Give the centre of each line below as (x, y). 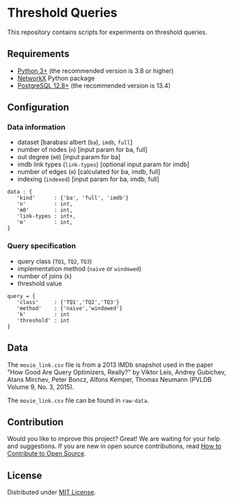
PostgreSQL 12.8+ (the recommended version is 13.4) (94, 86)
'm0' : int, (45, 210)
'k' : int (43, 314)
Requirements (38, 54)
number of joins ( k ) (45, 276)
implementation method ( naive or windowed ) (79, 269)
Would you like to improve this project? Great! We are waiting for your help (114, 439)
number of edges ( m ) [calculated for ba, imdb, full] (89, 172)
